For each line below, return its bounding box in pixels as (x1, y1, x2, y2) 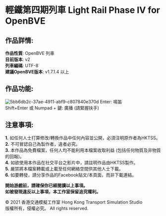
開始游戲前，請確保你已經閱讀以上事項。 (5, 182, 88, 188)
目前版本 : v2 (5, 56, 31, 62)
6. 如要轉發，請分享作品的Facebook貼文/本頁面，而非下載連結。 (5, 172, 137, 178)
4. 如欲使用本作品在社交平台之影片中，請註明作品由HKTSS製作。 (5, 159, 138, 166)
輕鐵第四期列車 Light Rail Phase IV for (5, 4, 160, 16)
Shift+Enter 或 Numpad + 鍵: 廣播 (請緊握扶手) (5, 105, 99, 111)
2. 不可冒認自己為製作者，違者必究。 (5, 141, 80, 147)
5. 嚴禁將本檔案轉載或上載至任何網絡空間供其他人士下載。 (5, 166, 124, 172)
